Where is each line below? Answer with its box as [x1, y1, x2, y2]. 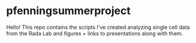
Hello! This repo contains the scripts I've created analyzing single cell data [6, 24, 190, 31]
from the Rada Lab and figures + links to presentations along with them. [6, 29, 183, 37]
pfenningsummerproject [6, 4, 131, 18]
